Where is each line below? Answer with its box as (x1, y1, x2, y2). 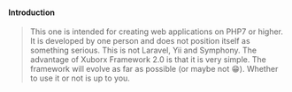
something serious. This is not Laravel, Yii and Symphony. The (29, 45, 257, 56)
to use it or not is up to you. (29, 73, 130, 83)
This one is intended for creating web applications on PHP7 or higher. (29, 26, 284, 37)
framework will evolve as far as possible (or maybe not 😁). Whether (29, 64, 279, 74)
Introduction (8, 7, 55, 18)
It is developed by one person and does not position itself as (29, 36, 250, 46)
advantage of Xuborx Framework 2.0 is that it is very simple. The (29, 54, 266, 65)
